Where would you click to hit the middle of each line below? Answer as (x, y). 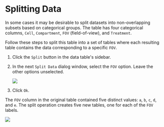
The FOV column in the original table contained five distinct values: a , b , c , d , (81, 100)
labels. (12, 110)
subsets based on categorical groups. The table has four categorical (74, 27)
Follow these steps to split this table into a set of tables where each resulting (82, 42)
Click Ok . (21, 90)
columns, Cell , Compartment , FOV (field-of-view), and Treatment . (69, 33)
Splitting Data (33, 9)
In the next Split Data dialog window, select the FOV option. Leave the (82, 66)
